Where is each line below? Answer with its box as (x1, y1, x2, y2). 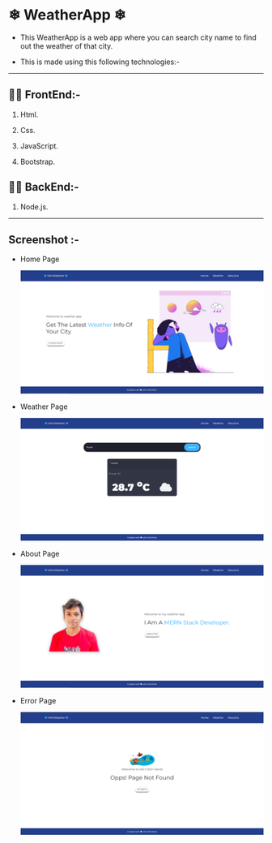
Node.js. (19, 201, 49, 212)
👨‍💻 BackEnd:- (8, 180, 79, 194)
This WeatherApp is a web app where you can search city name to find (19, 32, 257, 42)
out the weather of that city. (19, 41, 113, 50)
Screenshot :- (8, 233, 79, 247)
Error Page (19, 695, 57, 705)
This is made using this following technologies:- (19, 57, 180, 67)
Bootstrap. (19, 157, 55, 166)
